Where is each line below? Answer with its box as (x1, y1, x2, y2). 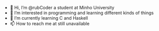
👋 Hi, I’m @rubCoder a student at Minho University (10, 5, 114, 10)
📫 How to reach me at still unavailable (10, 21, 90, 27)
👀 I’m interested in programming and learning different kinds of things (10, 10, 154, 16)
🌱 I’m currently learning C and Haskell (10, 15, 88, 21)
